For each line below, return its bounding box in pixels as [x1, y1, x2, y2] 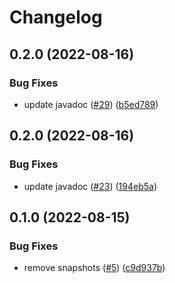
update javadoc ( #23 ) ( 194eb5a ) [23, 180, 157, 192]
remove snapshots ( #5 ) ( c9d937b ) [23, 262, 166, 274]
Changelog [9, 6, 103, 29]
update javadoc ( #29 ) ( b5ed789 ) [23, 98, 159, 110]
